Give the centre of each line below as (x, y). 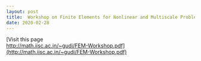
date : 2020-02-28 (28, 23)
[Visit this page (25, 40)
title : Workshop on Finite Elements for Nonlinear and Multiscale (92, 17)
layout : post (22, 12)
